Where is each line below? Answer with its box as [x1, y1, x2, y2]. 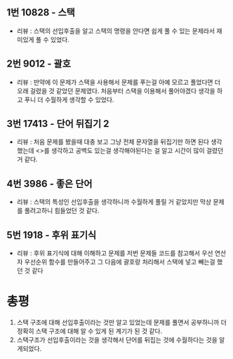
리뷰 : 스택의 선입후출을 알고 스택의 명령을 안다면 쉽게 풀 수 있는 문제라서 [16, 27, 215, 35]
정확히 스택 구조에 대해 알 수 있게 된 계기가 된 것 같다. [16, 327, 163, 335]
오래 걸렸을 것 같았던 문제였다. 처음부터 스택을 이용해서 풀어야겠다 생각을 [16, 86, 215, 95]
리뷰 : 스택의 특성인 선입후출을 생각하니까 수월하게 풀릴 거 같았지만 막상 [16, 198, 212, 206]
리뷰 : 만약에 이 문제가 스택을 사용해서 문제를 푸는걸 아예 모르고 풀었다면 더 [16, 78, 221, 86]
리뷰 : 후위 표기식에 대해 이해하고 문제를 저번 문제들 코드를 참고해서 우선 [16, 249, 213, 257]
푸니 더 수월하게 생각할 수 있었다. [24, 95, 114, 104]
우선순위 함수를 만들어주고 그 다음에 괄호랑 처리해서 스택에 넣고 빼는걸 [24, 258, 215, 266]
